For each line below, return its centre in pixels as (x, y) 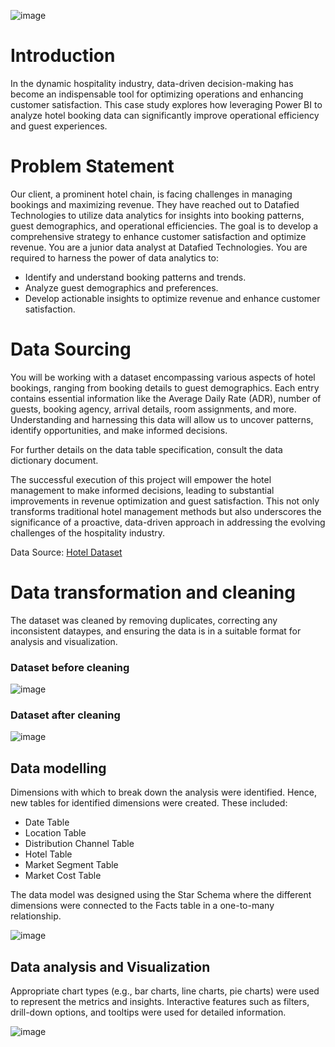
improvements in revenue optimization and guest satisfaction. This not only (165, 501)
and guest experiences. (59, 126)
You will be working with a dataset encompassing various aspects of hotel (163, 377)
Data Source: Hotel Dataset (66, 552)
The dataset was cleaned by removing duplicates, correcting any (144, 620)
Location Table (55, 833)
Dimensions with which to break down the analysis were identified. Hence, (164, 792)
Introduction (63, 56)
